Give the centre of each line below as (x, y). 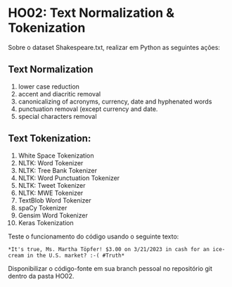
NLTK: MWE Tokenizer (51, 193)
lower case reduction (49, 87)
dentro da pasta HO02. (41, 276)
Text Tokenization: (50, 139)
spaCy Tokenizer (43, 208)
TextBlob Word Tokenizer (55, 200)
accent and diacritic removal (59, 94)
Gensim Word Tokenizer (53, 215)
